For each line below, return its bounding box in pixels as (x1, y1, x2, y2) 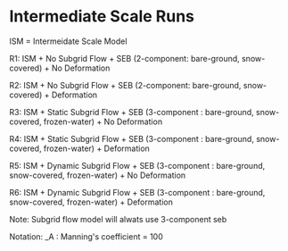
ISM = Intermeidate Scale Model (9, 36, 128, 46)
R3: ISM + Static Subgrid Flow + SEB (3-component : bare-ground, (9, 106, 254, 117)
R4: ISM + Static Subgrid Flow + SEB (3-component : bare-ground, (9, 133, 254, 144)
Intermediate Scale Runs (9, 6, 194, 27)
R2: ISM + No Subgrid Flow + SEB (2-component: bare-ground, (9, 79, 242, 90)
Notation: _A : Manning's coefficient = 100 (9, 230, 163, 242)
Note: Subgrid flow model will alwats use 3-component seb (9, 213, 227, 224)
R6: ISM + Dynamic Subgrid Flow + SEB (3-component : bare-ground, (9, 187, 266, 197)
